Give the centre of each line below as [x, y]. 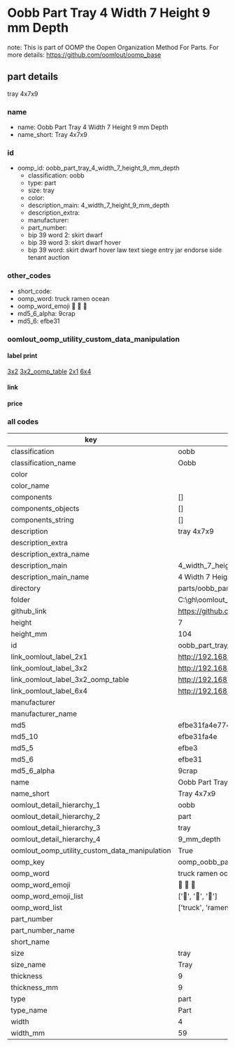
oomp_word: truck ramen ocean [63, 298]
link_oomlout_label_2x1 [49, 657]
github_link [29, 611]
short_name [30, 942]
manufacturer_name [44, 714]
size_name [28, 965]
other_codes [29, 276]
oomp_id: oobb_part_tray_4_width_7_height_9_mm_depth [98, 168]
